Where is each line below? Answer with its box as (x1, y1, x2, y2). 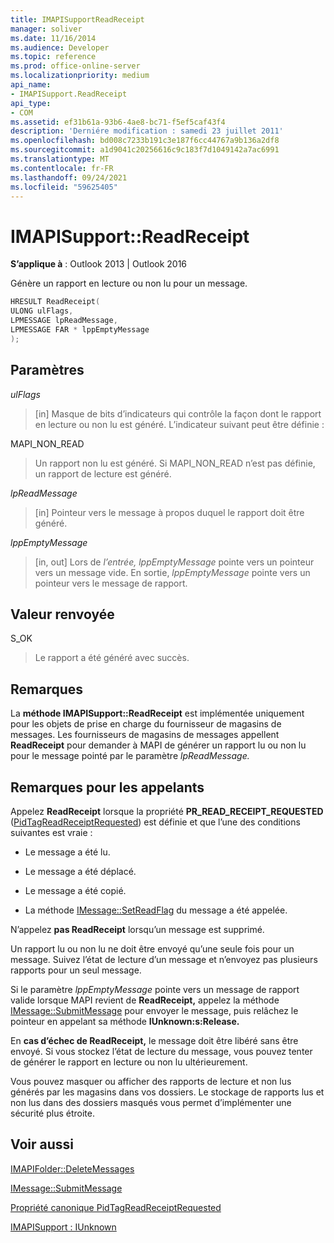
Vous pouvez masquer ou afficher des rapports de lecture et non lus (10, 1075, 292, 1087)
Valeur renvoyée (10, 606, 115, 623)
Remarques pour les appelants (10, 779, 205, 796)
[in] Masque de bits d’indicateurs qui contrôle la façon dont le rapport (34, 407, 322, 420)
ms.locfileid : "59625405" (10, 182, 118, 192)
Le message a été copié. (24, 884, 127, 896)
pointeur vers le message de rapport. (34, 577, 188, 589)
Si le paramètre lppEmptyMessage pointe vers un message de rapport (10, 983, 300, 995)
